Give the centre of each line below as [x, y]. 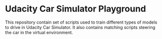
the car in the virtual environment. [39, 32]
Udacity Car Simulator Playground [76, 9]
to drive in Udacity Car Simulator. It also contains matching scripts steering [80, 27]
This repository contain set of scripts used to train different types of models [81, 22]
